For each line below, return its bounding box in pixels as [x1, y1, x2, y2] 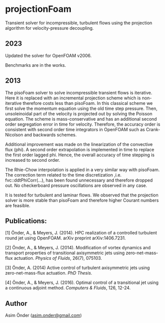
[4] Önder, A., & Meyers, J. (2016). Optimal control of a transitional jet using [5, 279, 159, 285]
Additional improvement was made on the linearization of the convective [5, 141, 153, 147]
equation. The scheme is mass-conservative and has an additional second [5, 116, 157, 122]
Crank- [146, 126, 160, 132]
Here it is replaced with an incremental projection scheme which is [5, 95, 141, 101]
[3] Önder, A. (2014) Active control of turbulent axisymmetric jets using [5, 265, 150, 271]
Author [5, 299, 27, 308]
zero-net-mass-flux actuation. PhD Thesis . [5, 270, 93, 276]
